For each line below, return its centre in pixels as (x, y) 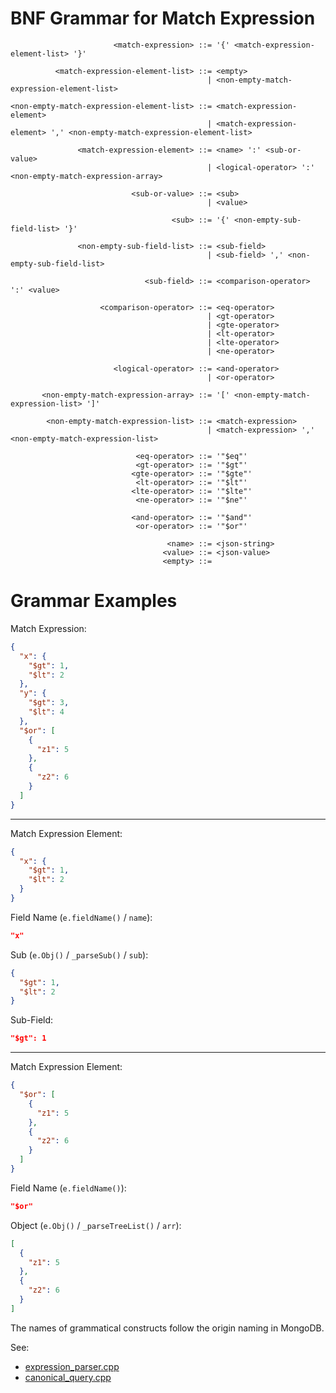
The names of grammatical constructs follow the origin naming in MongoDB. (167, 1328)
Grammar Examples (94, 601)
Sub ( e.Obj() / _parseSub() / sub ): (79, 954)
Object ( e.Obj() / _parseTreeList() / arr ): (96, 1225)
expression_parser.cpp (72, 1366)
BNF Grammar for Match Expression (163, 18)
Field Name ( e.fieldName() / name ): (81, 917)
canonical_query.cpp (68, 1377)
